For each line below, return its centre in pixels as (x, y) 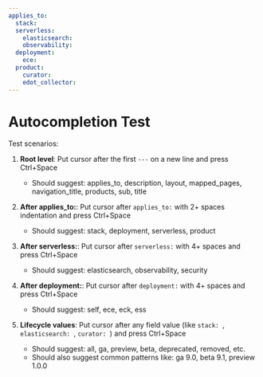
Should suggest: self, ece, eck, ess (89, 310)
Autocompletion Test (79, 122)
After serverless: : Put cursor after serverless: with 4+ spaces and (130, 246)
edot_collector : (50, 82)
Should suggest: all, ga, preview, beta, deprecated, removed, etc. (138, 349)
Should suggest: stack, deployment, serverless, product (124, 231)
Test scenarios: (33, 143)
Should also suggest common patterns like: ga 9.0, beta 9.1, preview (143, 357)
